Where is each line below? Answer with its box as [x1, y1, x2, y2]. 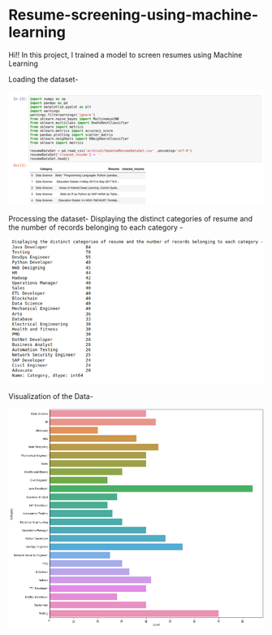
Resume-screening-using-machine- [8, 6, 259, 24]
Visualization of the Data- [8, 392, 93, 401]
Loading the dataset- [8, 74, 79, 84]
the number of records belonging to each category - [8, 222, 183, 233]
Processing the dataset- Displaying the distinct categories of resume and [8, 214, 253, 224]
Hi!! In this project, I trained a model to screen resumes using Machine [8, 50, 243, 59]
